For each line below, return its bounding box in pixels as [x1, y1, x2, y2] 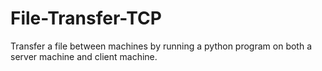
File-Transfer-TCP [10, 7, 162, 30]
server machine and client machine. [10, 50, 158, 62]
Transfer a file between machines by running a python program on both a [10, 40, 313, 52]
